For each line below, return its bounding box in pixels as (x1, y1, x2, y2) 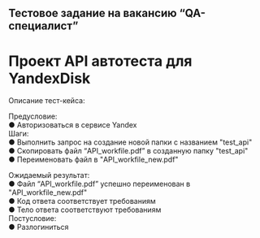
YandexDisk (8, 69, 91, 88)
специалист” (8, 19, 79, 33)
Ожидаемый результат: (8, 171, 90, 180)
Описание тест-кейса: (8, 96, 85, 106)
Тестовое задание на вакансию (8, 6, 177, 20)
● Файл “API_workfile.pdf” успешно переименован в (8, 179, 191, 189)
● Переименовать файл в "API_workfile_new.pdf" (8, 154, 179, 165)
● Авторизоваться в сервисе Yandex (8, 120, 137, 130)
